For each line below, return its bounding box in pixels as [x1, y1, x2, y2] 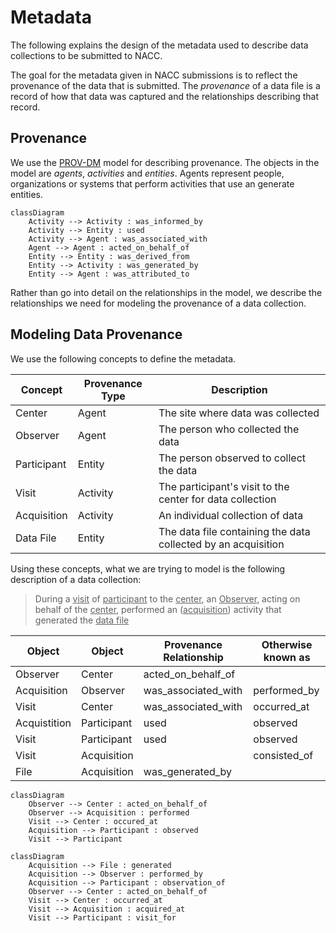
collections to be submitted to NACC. [10, 49, 163, 61]
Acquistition [15, 716, 72, 730]
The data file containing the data [158, 524, 311, 538]
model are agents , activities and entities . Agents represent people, [10, 167, 285, 179]
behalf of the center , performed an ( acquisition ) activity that [34, 603, 282, 615]
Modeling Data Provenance [10, 326, 183, 343]
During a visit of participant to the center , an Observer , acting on [34, 592, 301, 605]
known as [263, 650, 311, 664]
